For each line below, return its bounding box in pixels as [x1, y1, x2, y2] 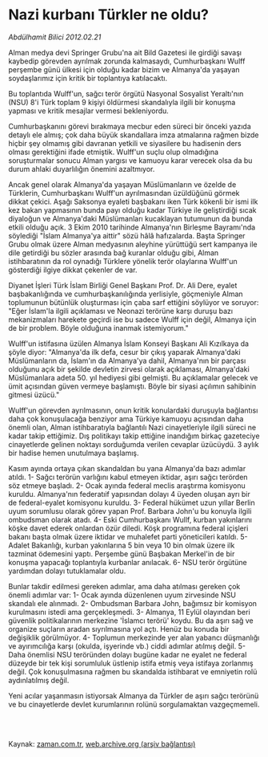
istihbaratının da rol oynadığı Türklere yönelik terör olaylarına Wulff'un [8, 256, 238, 266]
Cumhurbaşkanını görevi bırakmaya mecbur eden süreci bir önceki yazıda [8, 121, 251, 131]
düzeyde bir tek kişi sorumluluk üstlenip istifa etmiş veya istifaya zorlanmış [8, 658, 254, 668]
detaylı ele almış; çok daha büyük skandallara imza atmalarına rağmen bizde [8, 130, 259, 140]
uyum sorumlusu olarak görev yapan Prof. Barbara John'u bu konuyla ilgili [8, 506, 252, 515]
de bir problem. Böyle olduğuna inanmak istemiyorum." [8, 323, 190, 332]
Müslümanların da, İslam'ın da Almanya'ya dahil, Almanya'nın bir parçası [8, 356, 246, 365]
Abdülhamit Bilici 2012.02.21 [8, 32, 102, 42]
